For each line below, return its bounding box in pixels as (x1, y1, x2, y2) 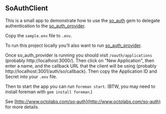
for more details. (5, 103, 39, 110)
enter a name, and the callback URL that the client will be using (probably (5, 63, 157, 69)
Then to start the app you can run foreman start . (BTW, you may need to (5, 83, 155, 89)
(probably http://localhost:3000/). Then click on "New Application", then (5, 58, 154, 64)
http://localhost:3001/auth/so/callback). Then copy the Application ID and (5, 68, 157, 74)
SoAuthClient (5, 4, 48, 13)
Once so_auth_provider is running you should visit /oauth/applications (5, 52, 152, 58)
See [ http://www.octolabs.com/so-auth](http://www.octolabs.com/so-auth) (5, 98, 161, 104)
